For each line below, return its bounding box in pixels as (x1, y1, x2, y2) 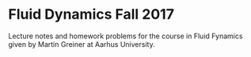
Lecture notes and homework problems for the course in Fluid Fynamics (8, 31, 243, 41)
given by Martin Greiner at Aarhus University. (8, 39, 156, 48)
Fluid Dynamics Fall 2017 (8, 5, 174, 23)
